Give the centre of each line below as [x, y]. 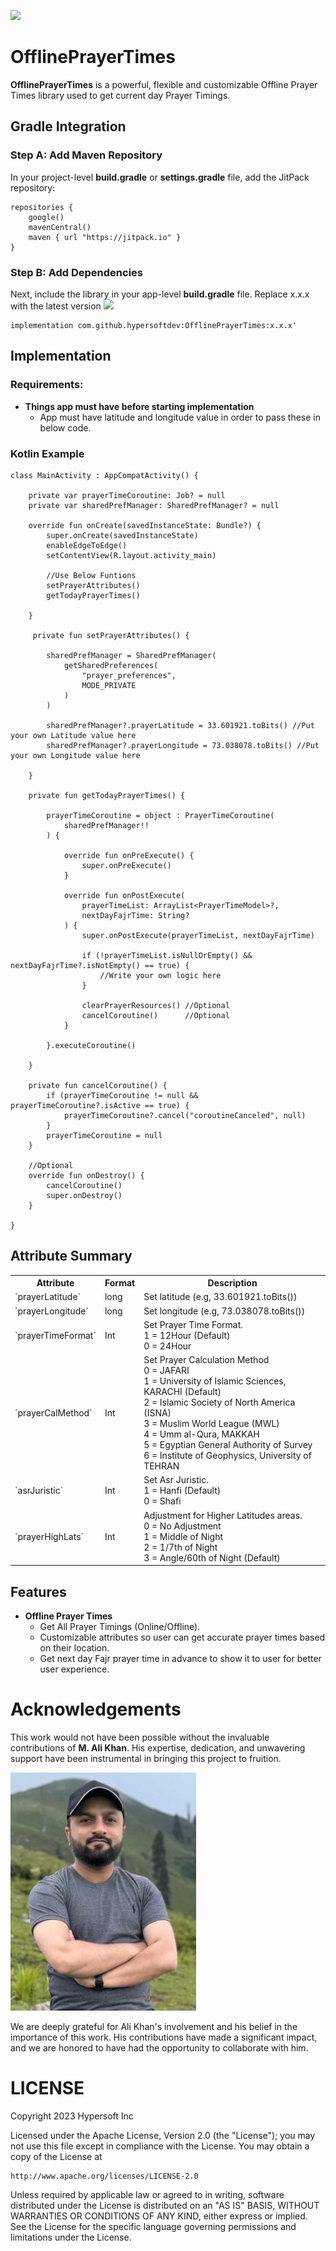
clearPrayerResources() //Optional [155, 1005]
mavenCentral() [60, 227]
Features [38, 1591]
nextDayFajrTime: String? [135, 915]
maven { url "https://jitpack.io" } [105, 237]
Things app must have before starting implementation [139, 406]
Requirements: [47, 385]
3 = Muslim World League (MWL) [211, 1424]
